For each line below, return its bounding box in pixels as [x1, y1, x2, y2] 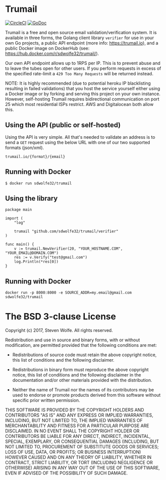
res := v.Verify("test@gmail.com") [14, 255, 88, 260]
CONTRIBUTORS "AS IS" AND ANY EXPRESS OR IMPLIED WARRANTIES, [5, 412, 154, 418]
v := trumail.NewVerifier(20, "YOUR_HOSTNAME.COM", [14, 246, 123, 251]
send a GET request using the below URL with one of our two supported [5, 139, 150, 145]
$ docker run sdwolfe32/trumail [5, 181, 72, 186]
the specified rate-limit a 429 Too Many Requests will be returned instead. [5, 70, 154, 76]
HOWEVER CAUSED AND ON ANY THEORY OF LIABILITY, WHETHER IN [5, 454, 152, 460]
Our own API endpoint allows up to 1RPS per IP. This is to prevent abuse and [5, 60, 161, 66]
